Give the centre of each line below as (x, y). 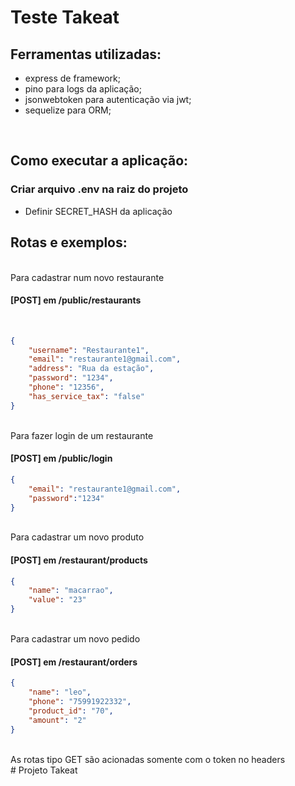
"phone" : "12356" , (66, 387)
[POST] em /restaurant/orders (74, 662)
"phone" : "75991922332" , (80, 702)
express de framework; (72, 78)
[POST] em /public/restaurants (76, 300)
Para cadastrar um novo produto (77, 537)
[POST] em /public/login (61, 458)
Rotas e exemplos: (69, 242)
